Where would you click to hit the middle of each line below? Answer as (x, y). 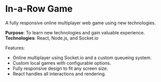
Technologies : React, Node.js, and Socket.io (52, 38)
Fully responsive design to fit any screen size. (60, 68)
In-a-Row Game (39, 9)
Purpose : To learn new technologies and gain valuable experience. (75, 32)
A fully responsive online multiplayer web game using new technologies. (80, 23)
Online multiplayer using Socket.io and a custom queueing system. (82, 57)
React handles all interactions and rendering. (59, 73)
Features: (15, 48)
